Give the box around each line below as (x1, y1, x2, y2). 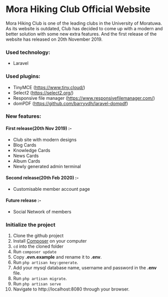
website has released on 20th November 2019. (6, 36, 103, 42)
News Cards (13, 153, 39, 159)
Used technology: (6, 49, 50, 56)
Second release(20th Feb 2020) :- (6, 175, 79, 181)
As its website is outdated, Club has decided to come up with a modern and (6, 25, 163, 31)
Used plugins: (6, 73, 41, 80)
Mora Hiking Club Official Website (6, 4, 151, 15)
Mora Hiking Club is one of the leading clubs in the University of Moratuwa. (6, 20, 162, 26)
